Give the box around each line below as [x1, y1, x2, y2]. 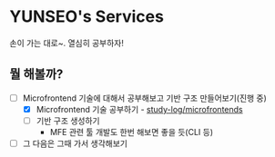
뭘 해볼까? [9, 66, 64, 83]
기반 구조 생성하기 [36, 115, 100, 126]
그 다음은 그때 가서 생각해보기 [22, 138, 127, 149]
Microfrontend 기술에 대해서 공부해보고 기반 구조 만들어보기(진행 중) [22, 93, 267, 103]
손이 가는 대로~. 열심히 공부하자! [9, 37, 125, 48]
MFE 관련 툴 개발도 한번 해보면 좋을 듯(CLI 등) [49, 126, 214, 137]
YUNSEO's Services [9, 6, 164, 27]
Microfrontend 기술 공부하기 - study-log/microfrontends [36, 103, 243, 114]
